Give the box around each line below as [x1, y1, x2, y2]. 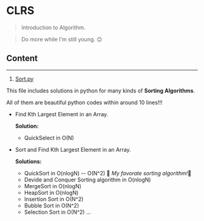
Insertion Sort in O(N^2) [24, 195, 84, 203]
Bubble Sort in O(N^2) [24, 202, 80, 209]
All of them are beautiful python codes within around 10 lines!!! [6, 99, 163, 106]
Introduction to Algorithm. [21, 24, 86, 31]
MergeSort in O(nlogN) [24, 182, 82, 189]
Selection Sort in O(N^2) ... [24, 208, 91, 216]
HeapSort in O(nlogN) [24, 189, 79, 196]
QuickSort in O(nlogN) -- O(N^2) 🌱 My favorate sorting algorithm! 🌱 [24, 169, 192, 177]
